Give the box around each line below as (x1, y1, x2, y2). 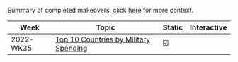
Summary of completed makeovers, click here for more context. (7, 6, 194, 14)
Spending (55, 44, 88, 53)
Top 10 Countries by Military (55, 35, 151, 44)
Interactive (190, 23, 227, 32)
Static (162, 23, 183, 32)
